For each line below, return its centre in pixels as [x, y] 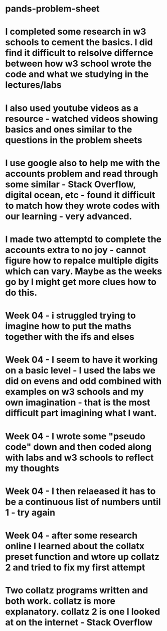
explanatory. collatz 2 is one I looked [83, 612]
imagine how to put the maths [68, 326]
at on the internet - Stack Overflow [79, 622]
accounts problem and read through [82, 173]
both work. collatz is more [60, 601]
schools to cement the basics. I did [79, 42]
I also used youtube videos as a [72, 108]
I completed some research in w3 [76, 32]
